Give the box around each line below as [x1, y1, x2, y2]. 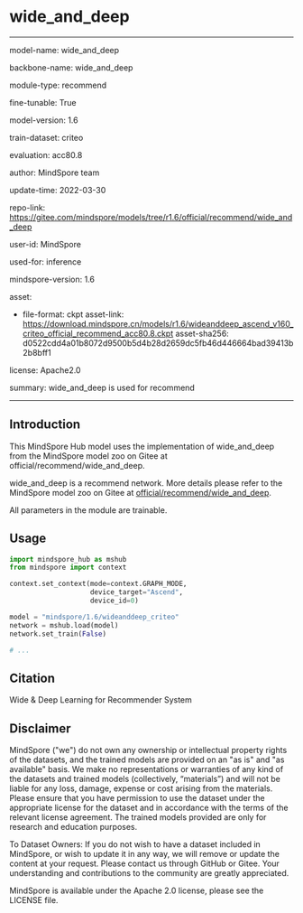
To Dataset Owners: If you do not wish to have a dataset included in [9, 839, 262, 850]
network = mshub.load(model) [9, 620, 119, 629]
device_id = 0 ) [89, 596, 140, 606]
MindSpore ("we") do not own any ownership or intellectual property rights [9, 745, 288, 756]
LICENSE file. [9, 895, 59, 906]
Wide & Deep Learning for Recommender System [9, 694, 192, 705]
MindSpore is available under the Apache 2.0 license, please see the [9, 885, 264, 896]
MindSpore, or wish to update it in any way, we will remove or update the [9, 849, 280, 860]
